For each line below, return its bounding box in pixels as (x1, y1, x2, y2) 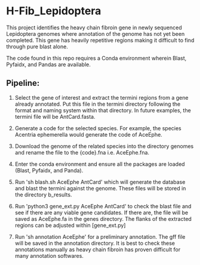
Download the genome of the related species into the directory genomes (14, 142, 194, 150)
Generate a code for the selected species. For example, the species (14, 124, 182, 132)
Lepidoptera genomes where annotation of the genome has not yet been (6, 30, 185, 37)
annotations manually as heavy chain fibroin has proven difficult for (14, 246, 181, 253)
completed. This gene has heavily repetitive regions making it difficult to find (6, 36, 195, 44)
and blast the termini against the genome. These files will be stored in (14, 184, 186, 192)
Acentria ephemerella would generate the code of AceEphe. (14, 131, 162, 138)
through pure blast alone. (6, 43, 69, 50)
